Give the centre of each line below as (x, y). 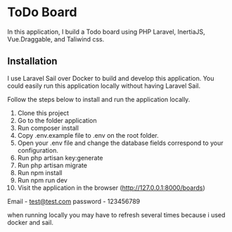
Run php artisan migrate (52, 165)
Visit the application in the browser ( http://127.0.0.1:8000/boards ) (111, 188)
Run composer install (48, 128)
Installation (32, 62)
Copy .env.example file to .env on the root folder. (88, 135)
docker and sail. (31, 222)
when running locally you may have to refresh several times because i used (116, 214)
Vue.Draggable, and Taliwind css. (56, 39)
